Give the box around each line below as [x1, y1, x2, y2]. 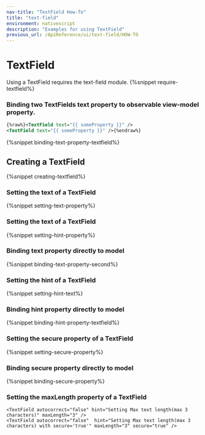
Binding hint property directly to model [6, 305, 125, 314]
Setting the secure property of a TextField [6, 334, 134, 343]
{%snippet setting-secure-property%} [6, 348, 104, 356]
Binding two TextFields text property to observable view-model [6, 100, 199, 109]
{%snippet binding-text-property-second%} [6, 260, 118, 268]
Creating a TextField [6, 156, 85, 167]
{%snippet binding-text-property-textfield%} [6, 139, 120, 146]
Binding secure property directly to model [6, 363, 134, 372]
